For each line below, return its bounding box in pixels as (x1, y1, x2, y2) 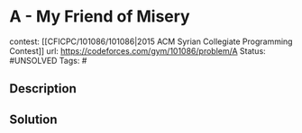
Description (9, 81, 77, 96)
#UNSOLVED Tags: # (9, 55, 87, 66)
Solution (9, 111, 58, 127)
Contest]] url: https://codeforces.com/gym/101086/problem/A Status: (9, 45, 266, 56)
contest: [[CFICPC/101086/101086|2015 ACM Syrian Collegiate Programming (9, 36, 293, 47)
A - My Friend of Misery (9, 6, 191, 27)
